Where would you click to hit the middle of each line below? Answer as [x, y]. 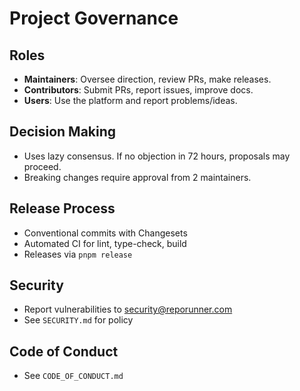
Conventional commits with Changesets [105, 233]
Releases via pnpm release [78, 254]
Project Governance [94, 18]
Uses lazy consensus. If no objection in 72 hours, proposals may [157, 156]
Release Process [62, 208]
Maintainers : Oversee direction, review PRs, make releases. [147, 79]
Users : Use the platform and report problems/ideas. [130, 100]
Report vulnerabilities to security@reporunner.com [128, 309]
